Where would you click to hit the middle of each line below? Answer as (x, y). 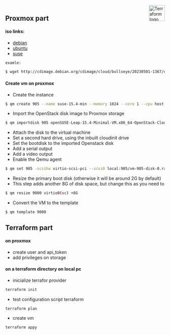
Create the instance (33, 95)
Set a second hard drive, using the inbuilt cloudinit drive (71, 138)
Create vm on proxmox (30, 83)
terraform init (21, 289)
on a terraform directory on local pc (44, 269)
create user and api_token (40, 252)
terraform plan (21, 309)
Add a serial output (32, 148)
